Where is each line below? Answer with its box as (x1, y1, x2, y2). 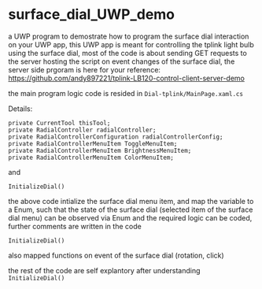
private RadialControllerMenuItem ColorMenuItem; (8, 154, 175, 161)
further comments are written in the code (8, 221, 142, 231)
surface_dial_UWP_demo (8, 6, 175, 24)
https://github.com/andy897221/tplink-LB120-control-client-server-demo (8, 73, 245, 83)
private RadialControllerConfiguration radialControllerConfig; (8, 132, 223, 141)
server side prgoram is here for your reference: (8, 65, 161, 74)
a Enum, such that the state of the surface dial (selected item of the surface (8, 205, 253, 214)
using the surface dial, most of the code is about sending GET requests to (8, 48, 248, 57)
